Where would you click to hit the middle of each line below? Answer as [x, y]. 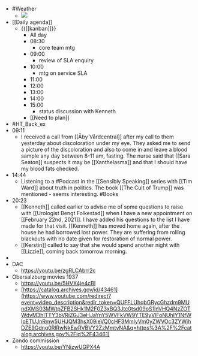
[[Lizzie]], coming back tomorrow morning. [74, 251]
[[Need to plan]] [50, 117]
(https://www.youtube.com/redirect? [66, 296]
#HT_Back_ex [29, 124]
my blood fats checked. [50, 168]
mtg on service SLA [63, 73]
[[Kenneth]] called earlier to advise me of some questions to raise [102, 207]
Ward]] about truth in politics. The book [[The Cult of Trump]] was [102, 188]
